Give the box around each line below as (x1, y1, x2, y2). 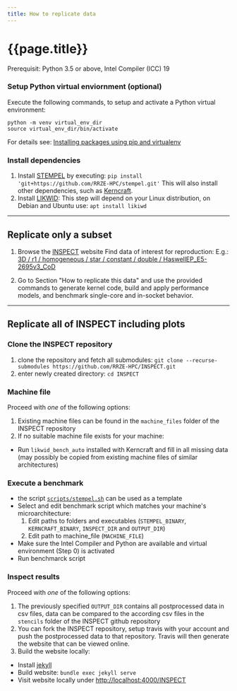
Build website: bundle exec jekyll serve (17, 668, 136, 676)
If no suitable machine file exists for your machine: (17, 431, 164, 440)
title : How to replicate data (7, 10, 97, 18)
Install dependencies (7, 155, 81, 165)
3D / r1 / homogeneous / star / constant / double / (17, 255, 162, 263)
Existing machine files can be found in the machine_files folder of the (17, 417, 220, 425)
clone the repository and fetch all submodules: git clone (17, 355, 183, 364)
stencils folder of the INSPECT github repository (17, 617, 161, 625)
